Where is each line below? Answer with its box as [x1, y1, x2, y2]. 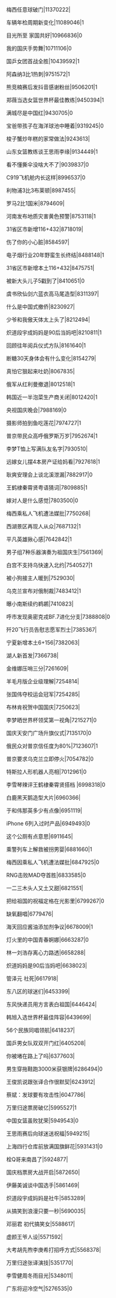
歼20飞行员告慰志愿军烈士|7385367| [6, 626, 97, 633]
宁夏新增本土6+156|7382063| [6, 639, 80, 646]
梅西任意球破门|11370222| [6, 6, 71, 13]
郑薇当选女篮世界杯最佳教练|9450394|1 [6, 97, 105, 103]
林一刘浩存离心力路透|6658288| [6, 949, 86, 956]
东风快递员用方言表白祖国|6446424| [6, 1001, 97, 1008]
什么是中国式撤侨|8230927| [6, 303, 76, 310]
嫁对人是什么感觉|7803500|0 [6, 497, 79, 504]
